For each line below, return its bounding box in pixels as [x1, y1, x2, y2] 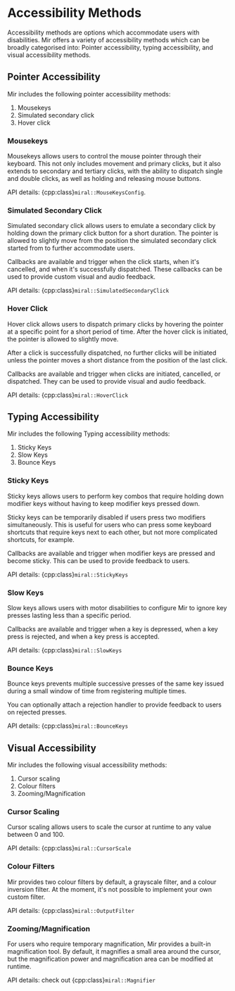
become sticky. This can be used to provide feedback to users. [7, 556, 190, 564]
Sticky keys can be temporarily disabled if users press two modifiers [7, 512, 206, 522]
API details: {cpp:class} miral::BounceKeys [7, 721, 129, 730]
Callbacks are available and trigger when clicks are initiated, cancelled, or [7, 370, 221, 378]
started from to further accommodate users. [7, 244, 135, 253]
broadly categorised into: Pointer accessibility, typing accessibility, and [7, 43, 213, 51]
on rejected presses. [7, 708, 67, 717]
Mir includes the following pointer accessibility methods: [7, 89, 171, 98]
